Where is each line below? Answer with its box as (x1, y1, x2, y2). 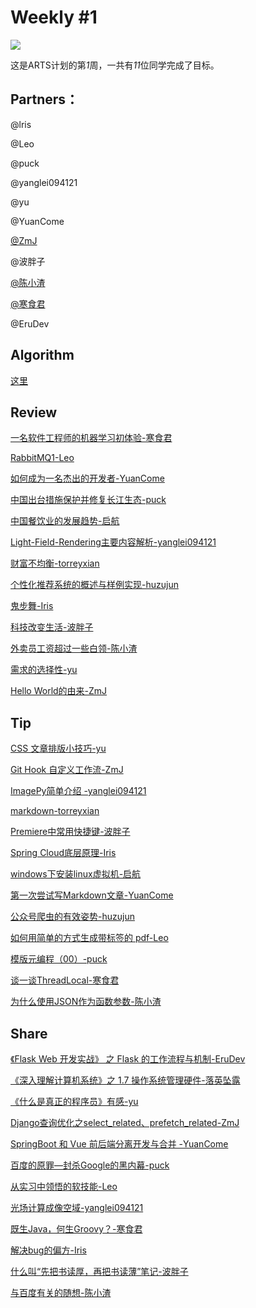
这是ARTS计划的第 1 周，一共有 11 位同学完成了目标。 (10, 59, 220, 71)
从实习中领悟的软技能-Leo (10, 1181, 118, 1192)
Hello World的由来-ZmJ (10, 685, 108, 697)
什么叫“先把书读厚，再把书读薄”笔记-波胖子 (10, 1266, 189, 1277)
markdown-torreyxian (10, 805, 100, 817)
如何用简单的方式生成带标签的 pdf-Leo (10, 932, 169, 944)
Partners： (10, 91, 80, 108)
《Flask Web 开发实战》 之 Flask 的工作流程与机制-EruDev (10, 1053, 246, 1065)
